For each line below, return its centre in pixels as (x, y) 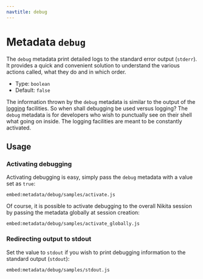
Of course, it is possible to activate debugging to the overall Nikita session (99, 206)
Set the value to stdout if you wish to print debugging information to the (96, 252)
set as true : (21, 184)
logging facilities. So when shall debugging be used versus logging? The (97, 108)
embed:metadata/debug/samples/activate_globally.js (73, 224)
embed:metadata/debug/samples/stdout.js (58, 270)
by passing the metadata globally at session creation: (73, 213)
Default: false (33, 90)
